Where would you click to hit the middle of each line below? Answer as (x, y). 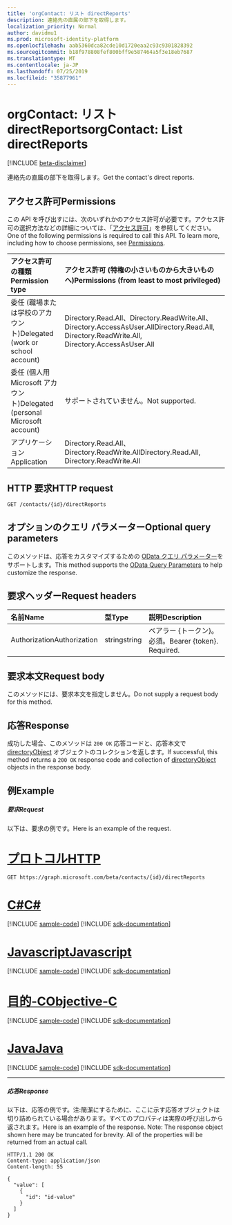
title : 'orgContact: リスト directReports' (69, 13)
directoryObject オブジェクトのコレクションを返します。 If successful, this (113, 752)
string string (123, 639)
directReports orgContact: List (95, 129)
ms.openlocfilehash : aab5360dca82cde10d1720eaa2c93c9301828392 (100, 46)
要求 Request (26, 810)
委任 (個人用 (30, 373)
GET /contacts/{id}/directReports (57, 504)
